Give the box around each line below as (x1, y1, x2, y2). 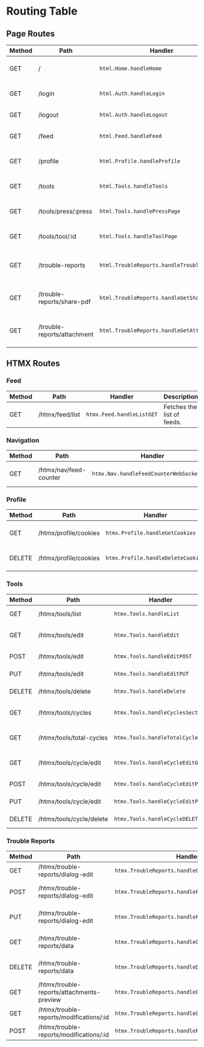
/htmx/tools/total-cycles (38, 733, 108, 742)
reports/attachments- (38, 987, 101, 996)
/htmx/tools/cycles (38, 708, 92, 716)
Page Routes (6, 29, 55, 39)
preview (38, 995, 61, 1004)
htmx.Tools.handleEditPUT (114, 670, 189, 677)
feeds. (163, 417, 182, 426)
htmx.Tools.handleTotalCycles (114, 734, 202, 741)
